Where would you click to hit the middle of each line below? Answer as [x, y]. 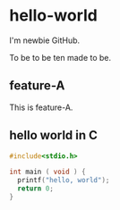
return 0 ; [35, 189]
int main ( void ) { [48, 172]
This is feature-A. [41, 107]
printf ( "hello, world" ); [64, 181]
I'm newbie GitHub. [45, 40]
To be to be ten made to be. [60, 57]
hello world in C [54, 135]
